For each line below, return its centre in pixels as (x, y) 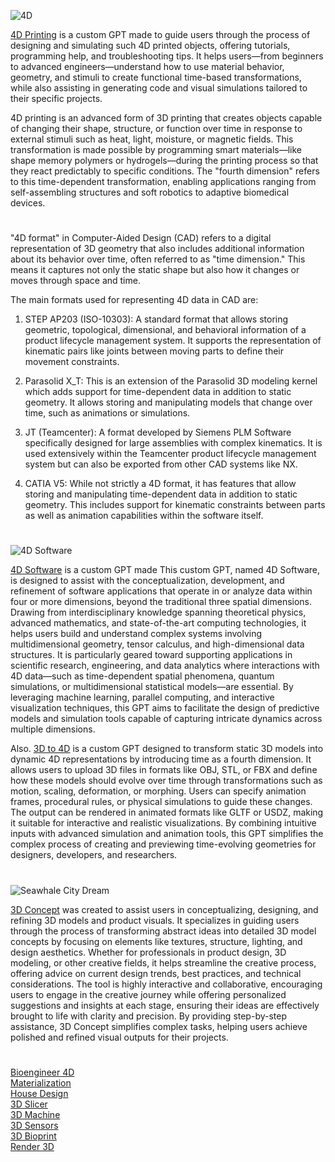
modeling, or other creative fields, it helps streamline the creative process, (163, 962)
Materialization (41, 1082)
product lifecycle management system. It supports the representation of (173, 341)
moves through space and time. (75, 281)
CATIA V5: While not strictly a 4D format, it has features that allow (160, 484)
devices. (28, 203)
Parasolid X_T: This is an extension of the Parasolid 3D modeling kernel (171, 381)
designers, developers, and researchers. (94, 855)
